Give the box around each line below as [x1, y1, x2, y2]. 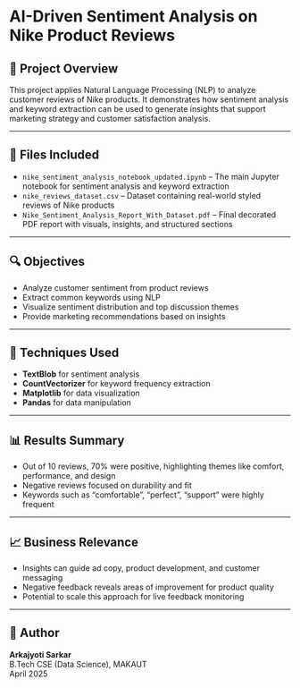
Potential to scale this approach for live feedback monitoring [21, 591, 245, 602]
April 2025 [9, 668, 48, 679]
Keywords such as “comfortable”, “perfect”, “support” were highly [21, 489, 265, 500]
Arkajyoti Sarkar [9, 649, 71, 659]
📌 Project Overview [9, 61, 119, 76]
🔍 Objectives [9, 254, 86, 269]
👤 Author [9, 625, 60, 641]
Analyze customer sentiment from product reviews [21, 282, 209, 293]
